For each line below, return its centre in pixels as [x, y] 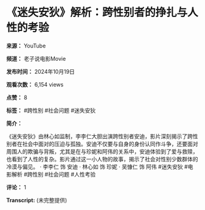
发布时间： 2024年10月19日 [40, 71]
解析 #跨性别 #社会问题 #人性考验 [54, 174]
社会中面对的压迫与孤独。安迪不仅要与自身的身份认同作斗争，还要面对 [110, 144]
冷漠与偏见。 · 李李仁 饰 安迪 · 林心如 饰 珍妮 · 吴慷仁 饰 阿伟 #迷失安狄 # [97, 166]
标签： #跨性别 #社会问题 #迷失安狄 [51, 110]
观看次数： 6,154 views [35, 84]
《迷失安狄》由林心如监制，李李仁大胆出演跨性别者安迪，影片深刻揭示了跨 [99, 136]
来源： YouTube [26, 46]
